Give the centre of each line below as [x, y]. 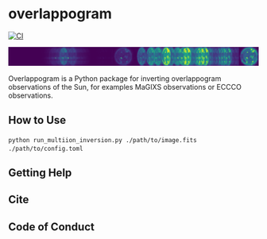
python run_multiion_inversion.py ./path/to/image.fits [103, 140]
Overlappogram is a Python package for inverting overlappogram [115, 78]
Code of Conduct [52, 227]
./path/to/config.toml [46, 148]
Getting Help [40, 173]
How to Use [37, 120]
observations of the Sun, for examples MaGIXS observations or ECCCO [125, 87]
